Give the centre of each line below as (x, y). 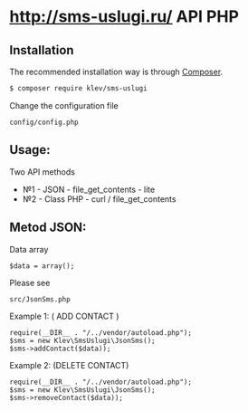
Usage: (30, 150)
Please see (30, 282)
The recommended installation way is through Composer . (116, 72)
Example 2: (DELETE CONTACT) (69, 365)
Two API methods (42, 172)
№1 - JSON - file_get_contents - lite (89, 189)
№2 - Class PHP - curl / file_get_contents (99, 199)
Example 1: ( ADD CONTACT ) (64, 316)
